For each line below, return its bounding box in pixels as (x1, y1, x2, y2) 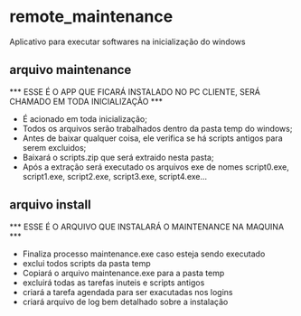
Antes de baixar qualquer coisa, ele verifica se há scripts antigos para (22, 133, 283, 144)
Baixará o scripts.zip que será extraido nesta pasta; (22, 152, 214, 163)
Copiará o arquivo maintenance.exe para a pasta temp (22, 267, 225, 278)
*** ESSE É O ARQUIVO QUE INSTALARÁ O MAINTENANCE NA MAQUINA (9, 221, 285, 232)
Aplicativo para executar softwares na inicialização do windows (9, 36, 246, 47)
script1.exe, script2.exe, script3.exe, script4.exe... (22, 171, 208, 181)
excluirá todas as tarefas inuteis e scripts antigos (22, 277, 205, 288)
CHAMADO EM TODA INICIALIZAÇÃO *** (9, 96, 164, 107)
